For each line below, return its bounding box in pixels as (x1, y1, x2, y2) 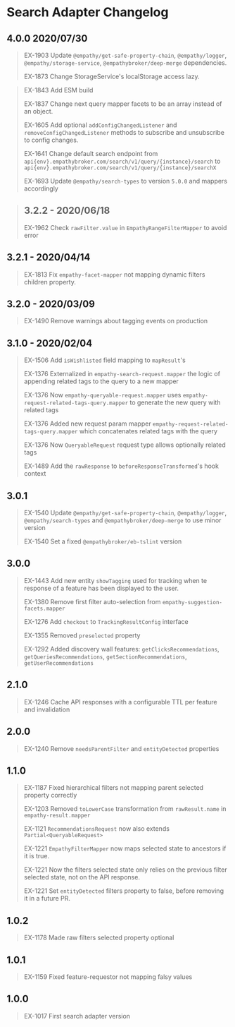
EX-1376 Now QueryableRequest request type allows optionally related (23, 440, 226, 449)
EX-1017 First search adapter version (23, 1011, 131, 1020)
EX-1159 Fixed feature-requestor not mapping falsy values (23, 972, 193, 981)
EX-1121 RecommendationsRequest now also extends (23, 824, 170, 833)
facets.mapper (23, 605, 65, 612)
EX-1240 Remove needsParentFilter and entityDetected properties (23, 744, 220, 752)
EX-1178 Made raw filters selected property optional (23, 933, 174, 942)
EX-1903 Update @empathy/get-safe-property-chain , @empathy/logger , (23, 51, 227, 59)
